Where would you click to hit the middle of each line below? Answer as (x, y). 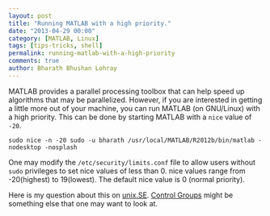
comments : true (34, 61)
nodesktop (25, 147)
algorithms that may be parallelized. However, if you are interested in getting (135, 100)
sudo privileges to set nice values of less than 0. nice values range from (127, 171)
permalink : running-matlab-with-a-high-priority (92, 53)
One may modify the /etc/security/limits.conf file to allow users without (132, 162)
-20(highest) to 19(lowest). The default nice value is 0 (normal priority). (127, 179)
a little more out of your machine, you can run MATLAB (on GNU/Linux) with (134, 108)
